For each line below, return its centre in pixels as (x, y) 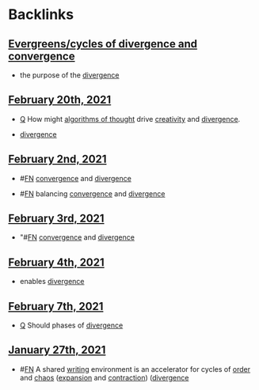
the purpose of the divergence (69, 75)
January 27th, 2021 (57, 350)
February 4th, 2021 (56, 262)
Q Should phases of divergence (71, 325)
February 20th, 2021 (60, 100)
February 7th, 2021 (56, 306)
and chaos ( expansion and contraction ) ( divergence (104, 377)
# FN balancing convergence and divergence (92, 193)
